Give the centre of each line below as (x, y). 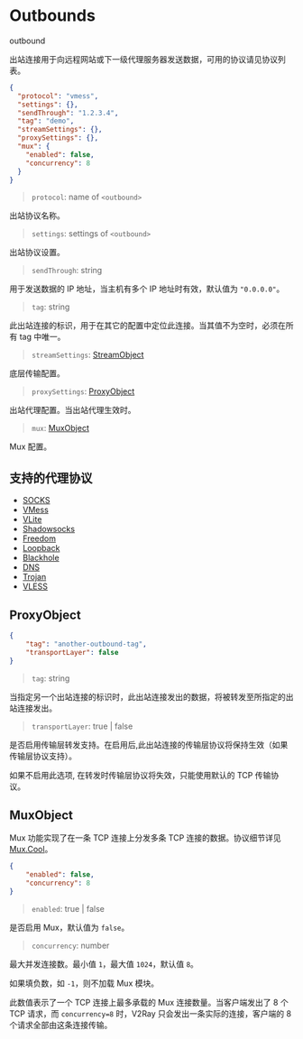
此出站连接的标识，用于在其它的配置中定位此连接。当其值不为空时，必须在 (147, 326)
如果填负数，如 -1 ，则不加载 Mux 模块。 (84, 983)
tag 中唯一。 (42, 337)
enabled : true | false (68, 908)
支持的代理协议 (51, 478)
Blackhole (41, 558)
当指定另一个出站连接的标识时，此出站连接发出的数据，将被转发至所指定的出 (151, 696)
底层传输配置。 (37, 373)
